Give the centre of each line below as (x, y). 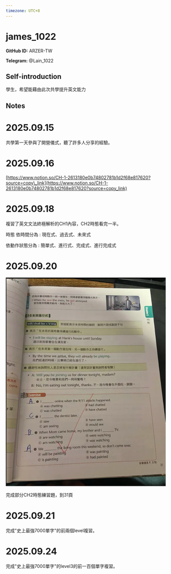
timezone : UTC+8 (23, 11)
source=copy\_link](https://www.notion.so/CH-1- (57, 183)
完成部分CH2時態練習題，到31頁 (39, 495)
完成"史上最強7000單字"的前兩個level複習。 (52, 530)
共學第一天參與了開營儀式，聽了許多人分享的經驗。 (59, 142)
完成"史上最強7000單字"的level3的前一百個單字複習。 (62, 566)
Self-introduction (34, 76)
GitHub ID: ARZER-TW (29, 50)
